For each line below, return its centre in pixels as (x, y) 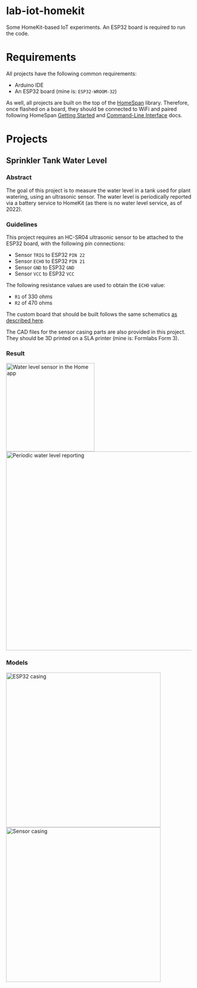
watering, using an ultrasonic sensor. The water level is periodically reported (99, 196)
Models (17, 663)
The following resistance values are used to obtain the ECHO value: (86, 285)
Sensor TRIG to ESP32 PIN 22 (50, 255)
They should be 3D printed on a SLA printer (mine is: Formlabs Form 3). (93, 338)
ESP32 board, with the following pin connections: (66, 243)
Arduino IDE (29, 85)
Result (16, 353)
